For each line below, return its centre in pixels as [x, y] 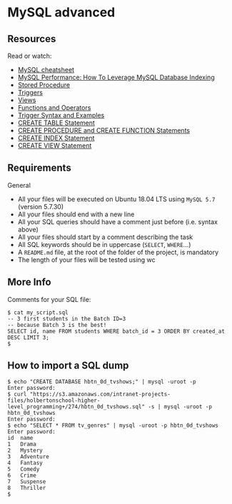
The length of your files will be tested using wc [86, 259]
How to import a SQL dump [68, 366]
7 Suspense [27, 482]
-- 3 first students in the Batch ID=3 [67, 318]
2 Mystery [25, 450]
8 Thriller [27, 488]
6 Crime [22, 475]
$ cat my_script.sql [38, 312]
